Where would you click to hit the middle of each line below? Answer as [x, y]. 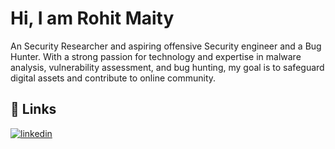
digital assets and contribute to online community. [113, 78]
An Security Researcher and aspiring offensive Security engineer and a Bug [166, 46]
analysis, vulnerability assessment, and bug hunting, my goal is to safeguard [167, 67]
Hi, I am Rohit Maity [92, 18]
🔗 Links [33, 109]
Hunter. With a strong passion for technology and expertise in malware [156, 56]
